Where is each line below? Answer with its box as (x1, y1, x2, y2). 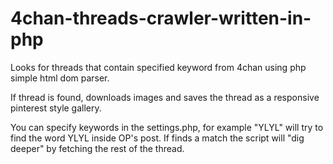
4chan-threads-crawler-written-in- (10, 7, 312, 30)
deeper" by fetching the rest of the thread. (10, 142, 185, 154)
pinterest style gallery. (10, 102, 102, 114)
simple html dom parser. (10, 72, 110, 84)
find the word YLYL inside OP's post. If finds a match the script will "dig (10, 132, 305, 144)
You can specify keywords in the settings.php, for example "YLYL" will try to (10, 121, 324, 133)
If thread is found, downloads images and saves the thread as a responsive (10, 91, 320, 103)
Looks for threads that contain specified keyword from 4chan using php (10, 61, 307, 73)
